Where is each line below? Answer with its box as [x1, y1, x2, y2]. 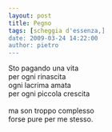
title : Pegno [8, 19, 52, 27]
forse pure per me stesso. [8, 114, 94, 124]
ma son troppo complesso [8, 106, 94, 116]
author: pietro [8, 42, 59, 50]
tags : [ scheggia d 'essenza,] [8, 26, 106, 34]
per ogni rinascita [8, 72, 66, 82]
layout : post [8, 11, 52, 20]
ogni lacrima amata [8, 81, 72, 90]
